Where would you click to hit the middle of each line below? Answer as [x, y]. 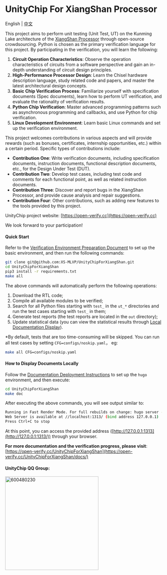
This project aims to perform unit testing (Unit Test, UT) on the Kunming [79, 33]
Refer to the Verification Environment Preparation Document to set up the [80, 248]
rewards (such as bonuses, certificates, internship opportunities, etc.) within [83, 143]
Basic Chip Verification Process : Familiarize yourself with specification [85, 91]
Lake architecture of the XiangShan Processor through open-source [75, 39]
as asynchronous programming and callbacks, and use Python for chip [85, 112]
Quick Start [17, 237]
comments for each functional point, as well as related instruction [79, 179]
